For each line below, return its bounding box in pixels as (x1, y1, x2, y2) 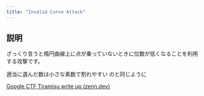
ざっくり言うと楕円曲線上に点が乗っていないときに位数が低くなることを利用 (6, 50, 199, 58)
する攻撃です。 (6, 58, 44, 65)
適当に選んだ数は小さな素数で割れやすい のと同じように (6, 70, 147, 78)
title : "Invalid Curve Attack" (6, 9, 86, 15)
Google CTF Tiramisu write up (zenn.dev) (6, 83, 110, 90)
